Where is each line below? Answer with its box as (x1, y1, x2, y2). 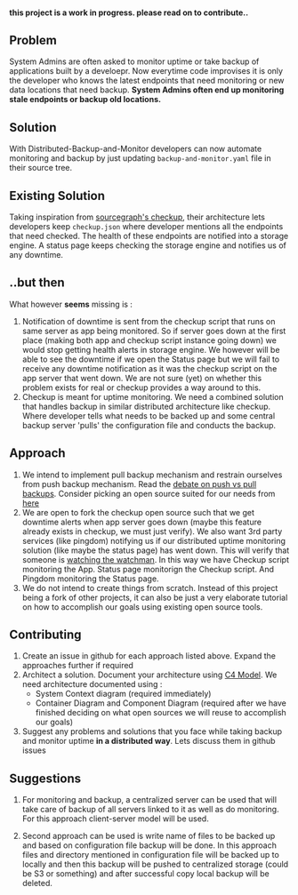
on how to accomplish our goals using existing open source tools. (21, 601, 263, 612)
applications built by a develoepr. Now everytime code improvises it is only (9, 66, 283, 76)
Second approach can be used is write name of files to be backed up (21, 831, 276, 842)
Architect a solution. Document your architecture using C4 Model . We (21, 669, 278, 680)
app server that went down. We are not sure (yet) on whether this (21, 372, 262, 383)
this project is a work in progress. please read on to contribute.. (9, 7, 249, 18)
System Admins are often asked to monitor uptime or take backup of (9, 56, 260, 67)
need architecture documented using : (21, 679, 163, 690)
